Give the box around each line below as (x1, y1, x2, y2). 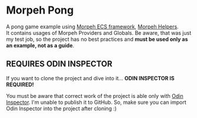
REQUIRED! (6, 81, 34, 88)
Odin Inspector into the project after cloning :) (6, 104, 117, 112)
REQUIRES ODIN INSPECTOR (6, 59, 113, 69)
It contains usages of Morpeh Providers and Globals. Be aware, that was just (6, 29, 192, 36)
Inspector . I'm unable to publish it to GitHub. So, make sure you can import (6, 99, 186, 106)
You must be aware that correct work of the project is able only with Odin (6, 92, 183, 99)
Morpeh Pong (6, 4, 74, 17)
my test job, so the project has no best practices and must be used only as (6, 35, 188, 42)
